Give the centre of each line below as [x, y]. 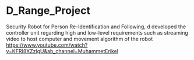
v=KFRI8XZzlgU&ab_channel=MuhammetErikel [62, 51]
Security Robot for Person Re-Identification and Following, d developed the [96, 27]
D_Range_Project [48, 11]
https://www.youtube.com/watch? [47, 45]
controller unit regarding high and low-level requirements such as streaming [97, 32]
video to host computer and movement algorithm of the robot [80, 39]
